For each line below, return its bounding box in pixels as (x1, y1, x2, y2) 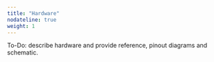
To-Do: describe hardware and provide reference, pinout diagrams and (7, 42, 208, 50)
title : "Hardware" (7, 10, 60, 17)
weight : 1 (7, 22, 36, 29)
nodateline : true (7, 16, 57, 23)
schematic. (7, 48, 38, 57)
